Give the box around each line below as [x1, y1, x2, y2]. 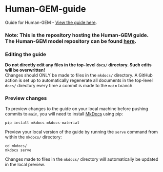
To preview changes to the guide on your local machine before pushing [5, 106, 148, 112]
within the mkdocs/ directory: [5, 134, 62, 140]
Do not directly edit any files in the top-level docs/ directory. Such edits [5, 62, 152, 68]
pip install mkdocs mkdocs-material [5, 120, 80, 125]
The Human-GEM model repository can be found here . [5, 38, 137, 44]
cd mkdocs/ [5, 144, 27, 149]
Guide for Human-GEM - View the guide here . [5, 19, 97, 25]
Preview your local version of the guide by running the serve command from [5, 129, 158, 135]
